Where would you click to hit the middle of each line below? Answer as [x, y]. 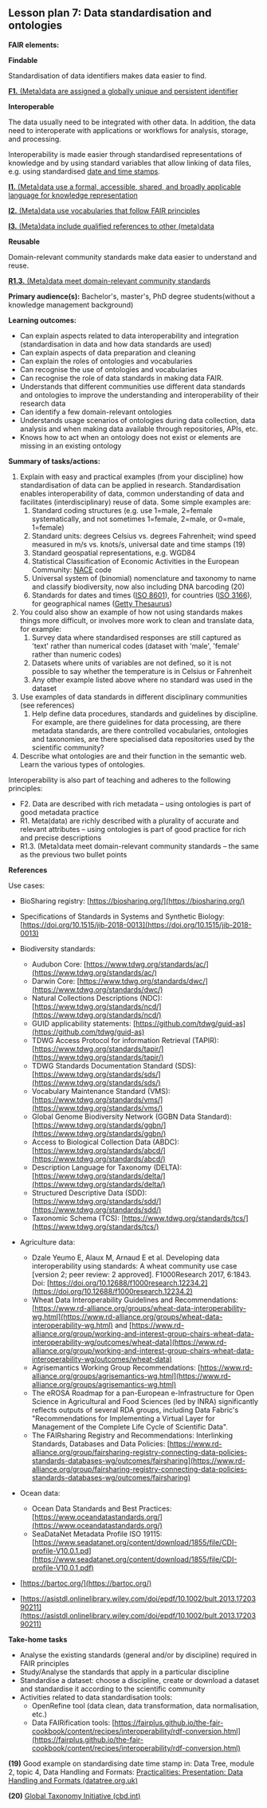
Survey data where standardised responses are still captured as [136, 637]
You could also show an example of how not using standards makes [131, 612]
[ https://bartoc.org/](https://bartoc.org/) [86, 1583]
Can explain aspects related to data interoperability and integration [129, 335]
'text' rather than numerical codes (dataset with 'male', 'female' [135, 645]
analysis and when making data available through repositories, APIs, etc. [139, 429]
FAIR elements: [34, 45]
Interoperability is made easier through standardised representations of [126, 154]
